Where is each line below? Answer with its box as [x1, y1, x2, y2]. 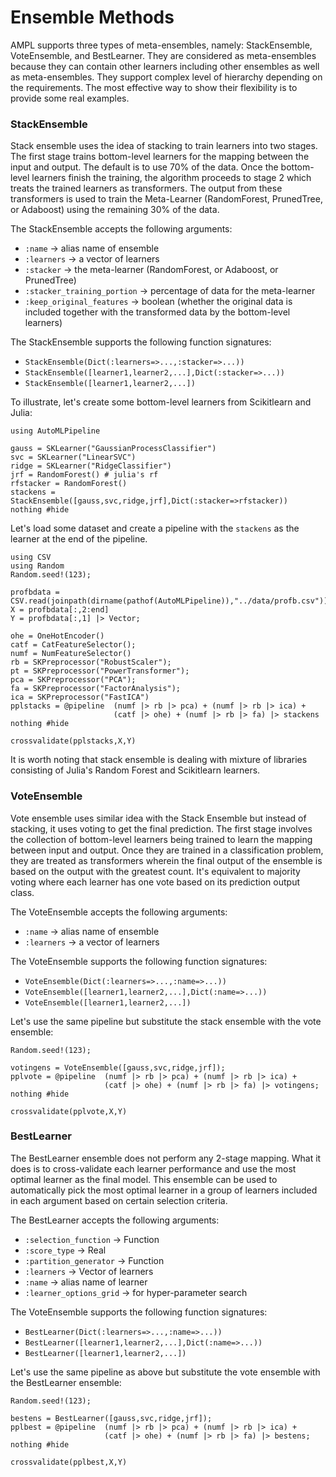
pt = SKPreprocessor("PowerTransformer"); [10, 666, 190, 676]
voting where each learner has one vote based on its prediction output [10, 876, 300, 888]
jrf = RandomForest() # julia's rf [10, 470, 159, 480]
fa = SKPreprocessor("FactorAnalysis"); [10, 684, 182, 694]
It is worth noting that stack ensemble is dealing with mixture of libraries [10, 754, 308, 766]
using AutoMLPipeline [10, 426, 101, 436]
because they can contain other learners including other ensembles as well [10, 60, 320, 72]
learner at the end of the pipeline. [10, 533, 148, 545]
